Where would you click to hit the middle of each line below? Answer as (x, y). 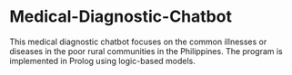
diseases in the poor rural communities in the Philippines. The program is (146, 51)
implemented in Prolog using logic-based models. (102, 61)
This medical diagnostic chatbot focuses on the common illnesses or (138, 42)
